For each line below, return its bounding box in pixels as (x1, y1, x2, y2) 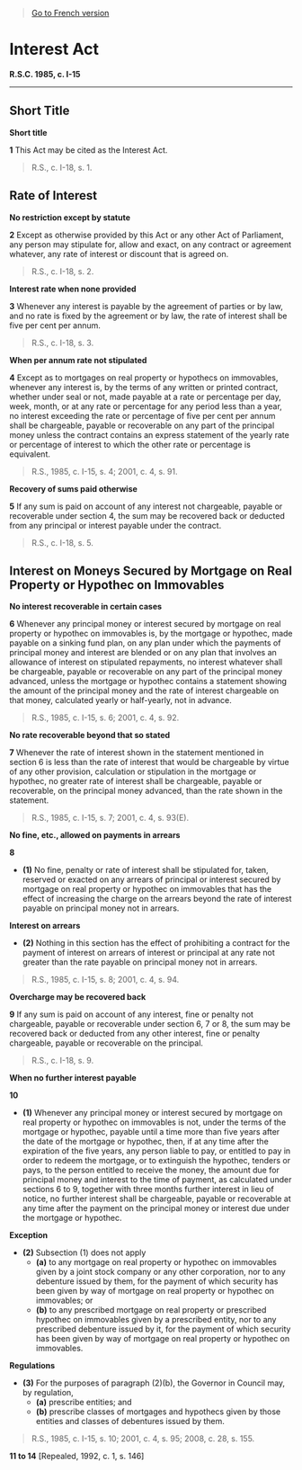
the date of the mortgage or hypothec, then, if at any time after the (22, 1136, 270, 1147)
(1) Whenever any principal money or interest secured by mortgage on (22, 1108, 283, 1118)
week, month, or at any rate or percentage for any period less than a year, (9, 400, 283, 412)
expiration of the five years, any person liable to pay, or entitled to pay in (22, 1145, 291, 1156)
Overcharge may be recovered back (9, 992, 147, 1002)
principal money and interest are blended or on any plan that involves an (9, 647, 277, 658)
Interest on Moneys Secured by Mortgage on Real (9, 563, 292, 578)
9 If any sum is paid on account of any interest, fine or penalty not (9, 1009, 254, 1020)
